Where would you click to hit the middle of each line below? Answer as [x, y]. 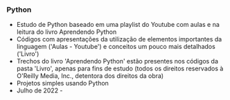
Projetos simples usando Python [62, 83]
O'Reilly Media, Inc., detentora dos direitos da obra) [90, 76]
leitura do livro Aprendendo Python [67, 32]
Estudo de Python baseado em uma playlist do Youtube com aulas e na [118, 25]
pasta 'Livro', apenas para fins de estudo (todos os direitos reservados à [120, 69]
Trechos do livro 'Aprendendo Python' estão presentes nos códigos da [117, 61]
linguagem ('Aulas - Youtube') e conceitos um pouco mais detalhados [116, 47]
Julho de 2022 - [39, 90]
